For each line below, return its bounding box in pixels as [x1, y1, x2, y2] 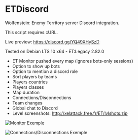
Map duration [12, 89, 40, 95]
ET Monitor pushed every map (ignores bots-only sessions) [12, 58, 134, 64]
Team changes [12, 100, 43, 105]
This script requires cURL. [5, 29, 58, 35]
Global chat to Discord [12, 105, 58, 111]
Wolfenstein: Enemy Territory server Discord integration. [5, 20, 120, 26]
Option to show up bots [12, 63, 60, 69]
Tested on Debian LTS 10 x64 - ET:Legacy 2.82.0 [5, 48, 104, 54]
